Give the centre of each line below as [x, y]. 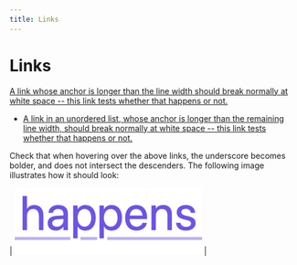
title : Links [34, 19]
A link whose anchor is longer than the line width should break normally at [149, 90]
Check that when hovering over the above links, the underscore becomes [148, 155]
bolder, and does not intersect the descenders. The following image [137, 165]
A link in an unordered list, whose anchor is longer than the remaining [154, 118]
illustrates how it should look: [64, 175]
